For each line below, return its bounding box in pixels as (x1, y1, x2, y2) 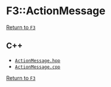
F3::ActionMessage (6, 4, 106, 18)
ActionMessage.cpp (14, 64, 61, 70)
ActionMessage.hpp (14, 57, 61, 63)
